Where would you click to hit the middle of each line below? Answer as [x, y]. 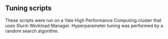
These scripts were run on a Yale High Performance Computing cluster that [83, 20]
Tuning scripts [29, 8]
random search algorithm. [32, 31]
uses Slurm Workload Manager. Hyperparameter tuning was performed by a [84, 25]
